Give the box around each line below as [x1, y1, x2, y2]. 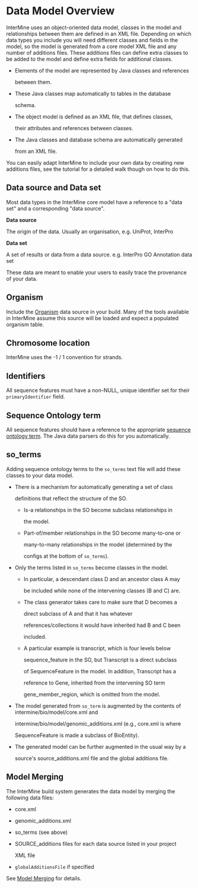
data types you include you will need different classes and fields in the [6, 36, 178, 43]
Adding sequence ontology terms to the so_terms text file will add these [6, 465, 181, 472]
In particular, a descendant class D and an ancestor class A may [23, 575, 180, 582]
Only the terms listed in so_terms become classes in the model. [14, 564, 169, 571]
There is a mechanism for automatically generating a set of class [14, 483, 173, 490]
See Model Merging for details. [6, 874, 82, 881]
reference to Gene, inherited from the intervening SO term [23, 679, 165, 686]
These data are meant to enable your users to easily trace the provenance [6, 269, 187, 276]
